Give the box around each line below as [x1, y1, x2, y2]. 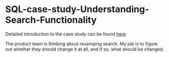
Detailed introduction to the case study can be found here [5, 31, 126, 37]
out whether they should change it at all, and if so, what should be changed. [5, 46, 164, 52]
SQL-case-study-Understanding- [5, 4, 150, 15]
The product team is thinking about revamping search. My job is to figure [5, 40, 158, 46]
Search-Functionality [5, 14, 97, 26]
